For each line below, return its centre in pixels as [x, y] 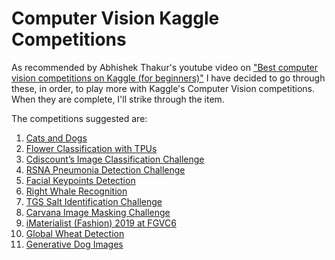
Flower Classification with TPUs [91, 148]
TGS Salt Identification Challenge [94, 201]
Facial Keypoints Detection [80, 180]
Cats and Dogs [56, 138]
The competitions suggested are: [79, 118]
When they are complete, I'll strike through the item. [118, 99]
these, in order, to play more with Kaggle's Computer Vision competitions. [163, 88]
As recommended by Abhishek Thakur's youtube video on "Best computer [165, 67]
